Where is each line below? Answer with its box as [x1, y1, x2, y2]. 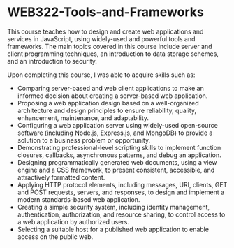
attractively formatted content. [17, 173, 105, 182]
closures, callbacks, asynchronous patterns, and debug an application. [17, 151, 221, 159]
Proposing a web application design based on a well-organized [17, 99, 199, 107]
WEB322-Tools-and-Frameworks [7, 4, 204, 20]
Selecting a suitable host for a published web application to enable [17, 225, 210, 233]
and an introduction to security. [7, 57, 98, 65]
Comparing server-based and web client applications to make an [17, 84, 204, 92]
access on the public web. [17, 232, 94, 241]
